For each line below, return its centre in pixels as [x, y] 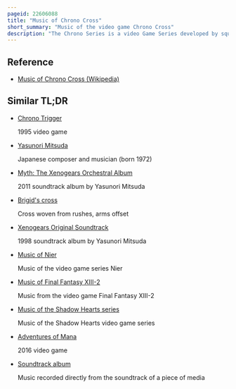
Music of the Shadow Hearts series [68, 309]
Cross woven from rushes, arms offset [73, 214]
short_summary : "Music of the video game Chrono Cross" [91, 27]
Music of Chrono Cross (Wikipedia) [68, 79]
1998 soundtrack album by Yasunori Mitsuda [82, 241]
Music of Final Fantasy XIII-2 [59, 282]
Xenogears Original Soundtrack [63, 227]
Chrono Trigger [39, 118]
